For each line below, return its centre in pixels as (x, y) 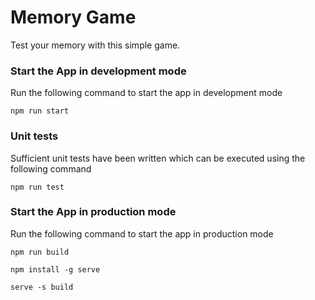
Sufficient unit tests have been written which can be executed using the (158, 158)
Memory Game (73, 17)
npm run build (40, 252)
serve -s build (42, 287)
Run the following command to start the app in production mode (142, 233)
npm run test (37, 187)
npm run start (40, 111)
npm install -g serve (55, 269)
